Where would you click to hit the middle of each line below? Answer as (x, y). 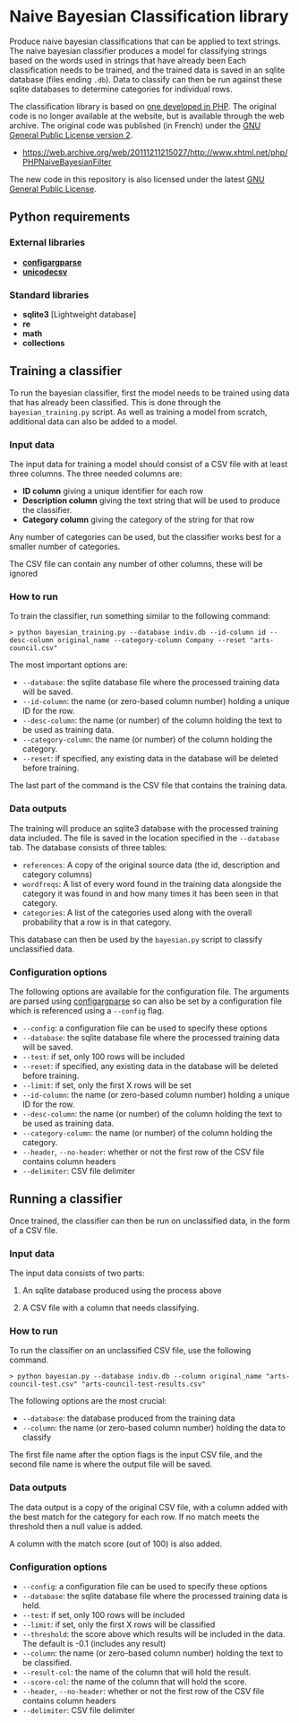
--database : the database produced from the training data (128, 1418)
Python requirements (70, 217)
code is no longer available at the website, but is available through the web (147, 116)
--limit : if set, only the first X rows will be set (107, 1085)
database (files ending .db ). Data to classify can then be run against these (146, 79)
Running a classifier (66, 1199)
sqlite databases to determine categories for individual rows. (121, 89)
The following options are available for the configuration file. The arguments (149, 991)
